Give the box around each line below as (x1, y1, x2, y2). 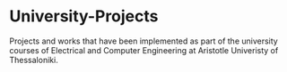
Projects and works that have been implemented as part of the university (9, 36, 278, 46)
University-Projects (9, 6, 159, 27)
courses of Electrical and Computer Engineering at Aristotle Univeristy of (9, 44, 279, 55)
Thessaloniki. (9, 54, 58, 65)
